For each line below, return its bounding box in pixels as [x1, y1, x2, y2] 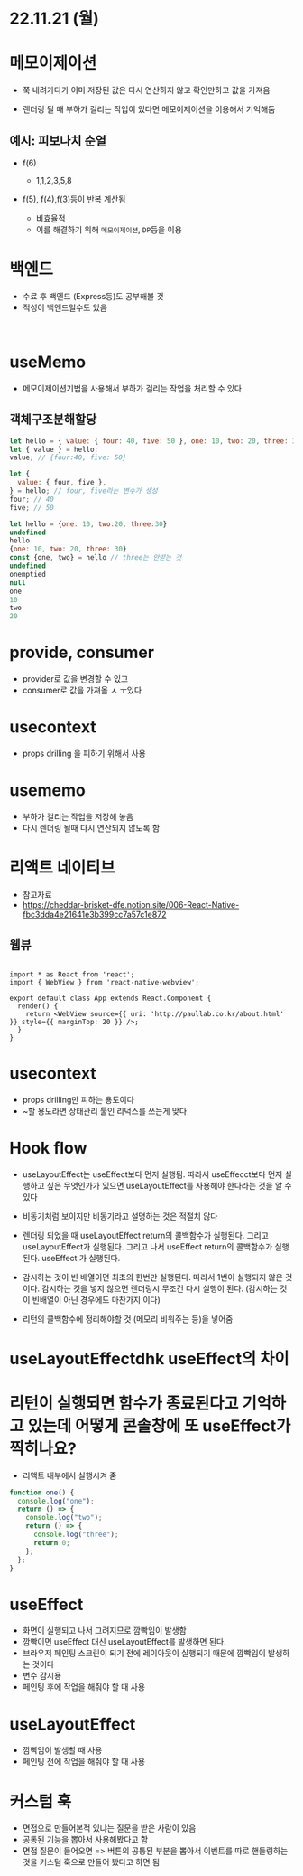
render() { [17, 1001, 59, 1011]
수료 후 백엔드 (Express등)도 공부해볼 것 [22, 290, 164, 301]
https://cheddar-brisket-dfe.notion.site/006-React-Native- [22, 899, 240, 910]
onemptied [9, 570, 47, 579]
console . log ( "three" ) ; [32, 1530, 119, 1540]
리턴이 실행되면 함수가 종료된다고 [9, 1393, 239, 1413]
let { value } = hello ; [9, 445, 99, 454]
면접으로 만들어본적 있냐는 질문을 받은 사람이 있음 [22, 1823, 197, 1834]
